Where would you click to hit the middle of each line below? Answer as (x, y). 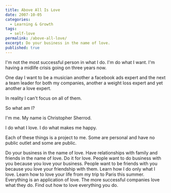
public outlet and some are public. (41, 143)
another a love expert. (28, 88)
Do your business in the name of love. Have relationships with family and (81, 152)
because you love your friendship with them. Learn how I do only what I (80, 169)
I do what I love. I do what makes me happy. (51, 127)
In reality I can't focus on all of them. (44, 98)
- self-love (23, 34)
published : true (22, 48)
